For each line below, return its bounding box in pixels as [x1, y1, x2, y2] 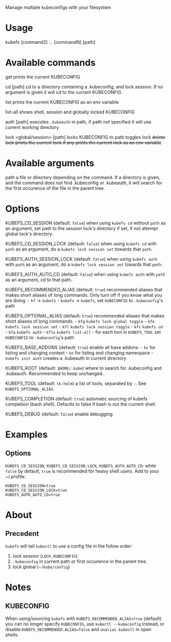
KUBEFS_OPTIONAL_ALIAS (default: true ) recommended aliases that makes [5, 312, 165, 318]
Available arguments [5, 158, 95, 169]
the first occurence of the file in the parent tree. [5, 185, 105, 191]
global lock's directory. [5, 231, 53, 237]
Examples [5, 429, 48, 440]
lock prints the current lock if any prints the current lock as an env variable [5, 139, 162, 145]
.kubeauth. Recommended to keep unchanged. [5, 370, 104, 377]
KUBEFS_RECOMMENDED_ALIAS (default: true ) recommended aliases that [5, 286, 163, 292]
